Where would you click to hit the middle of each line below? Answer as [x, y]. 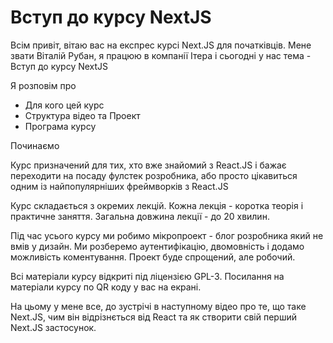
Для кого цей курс [64, 105]
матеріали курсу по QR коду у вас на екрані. [106, 287]
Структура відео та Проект [82, 115]
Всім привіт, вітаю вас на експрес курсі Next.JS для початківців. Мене [161, 45]
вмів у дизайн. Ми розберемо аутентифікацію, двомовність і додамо [157, 246]
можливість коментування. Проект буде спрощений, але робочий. [153, 257]
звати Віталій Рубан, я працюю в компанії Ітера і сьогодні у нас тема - [161, 55]
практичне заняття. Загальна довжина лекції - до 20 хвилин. [140, 216]
